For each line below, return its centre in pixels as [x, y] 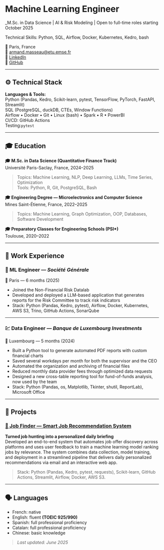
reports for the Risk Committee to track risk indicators [66, 300]
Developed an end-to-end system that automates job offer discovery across [82, 442]
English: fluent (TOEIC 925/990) [45, 517]
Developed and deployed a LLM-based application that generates [78, 295]
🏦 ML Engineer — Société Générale [47, 269]
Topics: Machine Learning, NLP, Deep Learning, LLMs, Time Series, [85, 177]
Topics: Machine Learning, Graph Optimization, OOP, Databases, [82, 214]
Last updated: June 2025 [42, 543]
